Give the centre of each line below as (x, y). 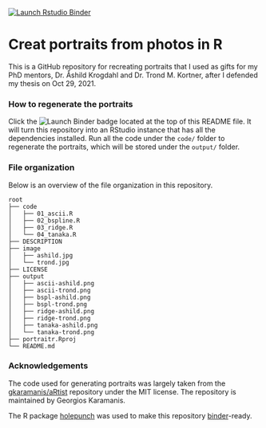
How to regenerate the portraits (71, 104)
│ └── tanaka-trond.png (51, 332)
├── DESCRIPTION (35, 241)
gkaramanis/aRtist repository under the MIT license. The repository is (123, 391)
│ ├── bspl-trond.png (48, 304)
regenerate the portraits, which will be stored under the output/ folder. (124, 147)
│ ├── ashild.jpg (41, 255)
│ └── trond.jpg (39, 262)
